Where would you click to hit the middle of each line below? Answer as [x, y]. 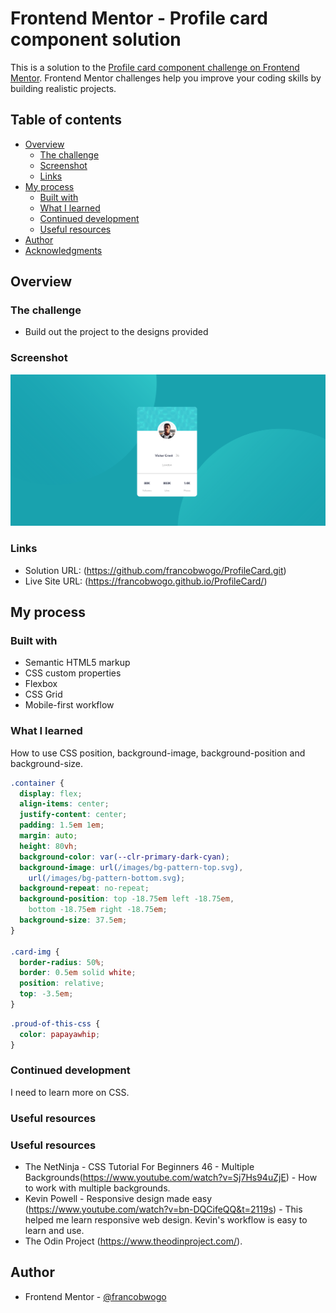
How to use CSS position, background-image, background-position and [158, 753]
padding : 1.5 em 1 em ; [62, 825]
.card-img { [35, 952]
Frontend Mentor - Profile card [139, 18]
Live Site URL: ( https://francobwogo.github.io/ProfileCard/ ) [146, 581]
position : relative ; [62, 983]
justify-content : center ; [73, 815]
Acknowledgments [63, 250]
